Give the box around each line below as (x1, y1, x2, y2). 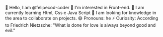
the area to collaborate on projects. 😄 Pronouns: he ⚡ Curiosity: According (5, 15, 159, 21)
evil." (5, 27, 15, 33)
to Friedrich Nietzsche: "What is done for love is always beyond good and (5, 22, 156, 28)
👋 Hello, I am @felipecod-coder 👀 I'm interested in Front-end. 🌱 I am (5, 5, 145, 10)
